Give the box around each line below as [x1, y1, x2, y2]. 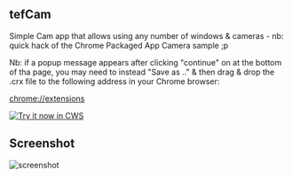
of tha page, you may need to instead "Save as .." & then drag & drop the [9, 66, 275, 77]
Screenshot [9, 136, 75, 151]
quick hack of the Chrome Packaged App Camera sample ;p [9, 40, 229, 50]
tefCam [9, 7, 51, 22]
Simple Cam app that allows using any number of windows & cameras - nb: [9, 30, 284, 41]
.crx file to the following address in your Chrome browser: [9, 75, 220, 87]
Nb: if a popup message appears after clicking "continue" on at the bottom [9, 57, 282, 67]
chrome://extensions [9, 93, 85, 104]
